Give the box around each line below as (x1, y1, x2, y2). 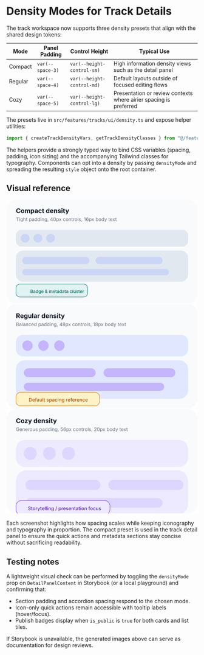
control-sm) (69, 67, 100, 74)
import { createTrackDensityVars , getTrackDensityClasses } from (6, 135, 175, 141)
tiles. (15, 623, 27, 631)
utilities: (6, 122, 26, 130)
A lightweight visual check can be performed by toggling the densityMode (6, 573, 189, 580)
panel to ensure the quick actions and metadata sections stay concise (6, 533, 182, 540)
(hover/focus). (15, 611, 51, 618)
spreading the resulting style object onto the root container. (6, 166, 157, 173)
